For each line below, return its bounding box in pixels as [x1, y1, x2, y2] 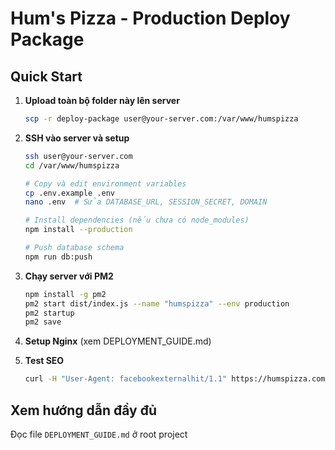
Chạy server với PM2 [24, 270, 114, 282]
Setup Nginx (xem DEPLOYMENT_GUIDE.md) [24, 335, 212, 347]
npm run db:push [24, 252, 93, 262]
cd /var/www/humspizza [24, 160, 120, 171]
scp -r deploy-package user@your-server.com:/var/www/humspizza [24, 114, 299, 124]
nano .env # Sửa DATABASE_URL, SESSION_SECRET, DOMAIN [24, 197, 268, 207]
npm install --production [24, 225, 133, 235]
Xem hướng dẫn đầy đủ [10, 402, 157, 419]
